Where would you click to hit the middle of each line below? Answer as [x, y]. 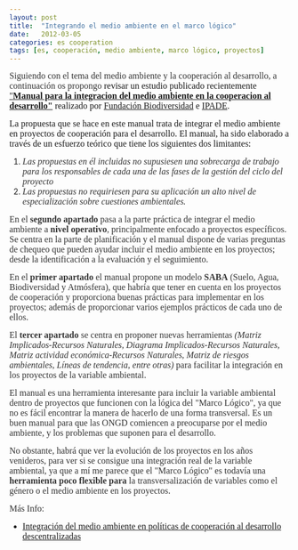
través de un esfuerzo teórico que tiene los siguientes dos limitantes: [130, 144]
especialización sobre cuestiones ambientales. [104, 202]
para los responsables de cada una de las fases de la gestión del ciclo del [152, 172]
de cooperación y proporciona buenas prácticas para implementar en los [137, 297]
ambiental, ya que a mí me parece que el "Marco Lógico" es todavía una [137, 471]
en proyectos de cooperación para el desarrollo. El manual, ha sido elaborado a [149, 133]
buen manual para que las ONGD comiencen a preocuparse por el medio [138, 423]
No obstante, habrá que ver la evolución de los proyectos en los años [131, 451]
